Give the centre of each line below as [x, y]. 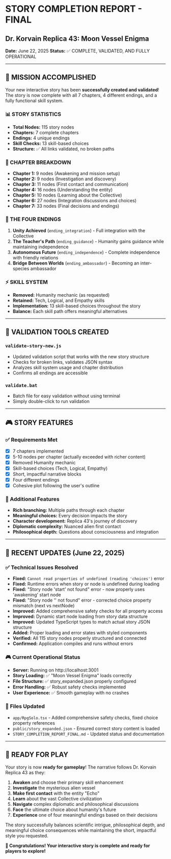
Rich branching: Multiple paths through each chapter [68, 510]
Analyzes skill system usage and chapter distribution [68, 367]
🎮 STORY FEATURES [39, 423]
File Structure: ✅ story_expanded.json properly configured [74, 681]
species [21, 268]
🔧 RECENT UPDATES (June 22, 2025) [65, 553]
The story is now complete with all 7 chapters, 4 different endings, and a [81, 95]
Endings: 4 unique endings [41, 138]
